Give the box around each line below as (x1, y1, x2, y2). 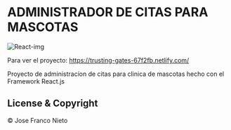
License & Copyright (7, 98, 98, 110)
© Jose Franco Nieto (7, 116, 68, 124)
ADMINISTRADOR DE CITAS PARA (7, 4, 209, 20)
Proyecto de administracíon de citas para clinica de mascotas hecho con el (7, 70, 225, 78)
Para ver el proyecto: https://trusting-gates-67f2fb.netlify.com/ (7, 56, 190, 64)
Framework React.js (7, 77, 65, 85)
